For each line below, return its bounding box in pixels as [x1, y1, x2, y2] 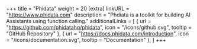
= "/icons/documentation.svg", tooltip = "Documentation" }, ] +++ [6, 37, 167, 43]
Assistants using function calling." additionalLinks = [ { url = [6, 18, 151, 24]
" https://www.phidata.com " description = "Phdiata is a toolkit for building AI [6, 11, 190, 18]
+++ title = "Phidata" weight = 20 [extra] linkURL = [6, 5, 130, 12]
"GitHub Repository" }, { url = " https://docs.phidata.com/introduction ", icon [6, 30, 189, 37]
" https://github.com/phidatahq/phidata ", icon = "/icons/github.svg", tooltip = [6, 24, 192, 31]
